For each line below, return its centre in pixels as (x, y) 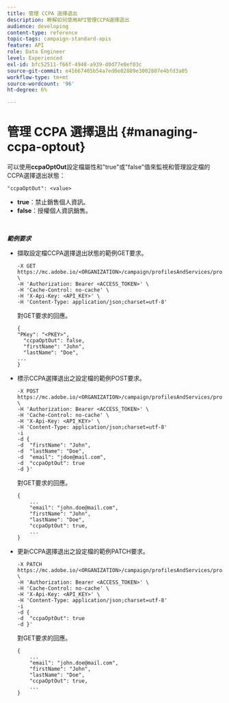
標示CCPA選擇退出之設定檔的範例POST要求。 (81, 379)
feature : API (26, 45)
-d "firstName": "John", (54, 445)
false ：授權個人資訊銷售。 (54, 211)
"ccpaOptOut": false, (54, 341)
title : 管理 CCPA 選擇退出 (42, 13)
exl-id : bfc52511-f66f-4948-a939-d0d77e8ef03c (75, 64)
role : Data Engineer (37, 52)
